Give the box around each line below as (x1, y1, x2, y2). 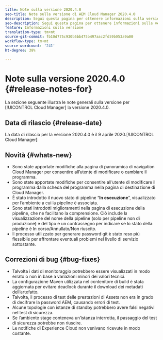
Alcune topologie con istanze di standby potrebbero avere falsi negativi (12, 304, 155, 310)
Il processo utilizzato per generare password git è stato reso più (12, 231, 140, 237)
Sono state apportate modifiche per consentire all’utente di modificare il (12, 179, 156, 185)
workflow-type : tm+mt (5, 39, 49, 44)
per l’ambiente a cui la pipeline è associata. (12, 200, 98, 206)
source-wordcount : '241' (5, 43, 55, 48)
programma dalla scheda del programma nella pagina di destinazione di (12, 184, 155, 190)
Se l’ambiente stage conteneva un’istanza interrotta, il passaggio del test (12, 315, 157, 321)
